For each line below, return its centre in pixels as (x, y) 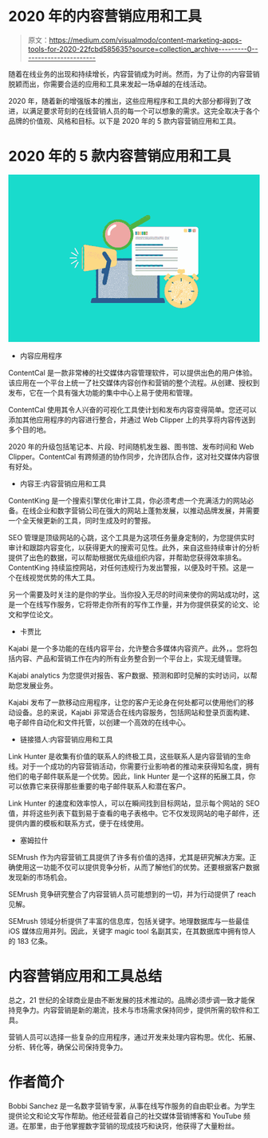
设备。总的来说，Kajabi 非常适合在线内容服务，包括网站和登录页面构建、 (134, 712)
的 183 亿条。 (30, 941)
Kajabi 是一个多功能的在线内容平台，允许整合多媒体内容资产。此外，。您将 (130, 648)
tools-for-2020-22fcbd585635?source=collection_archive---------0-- (143, 49)
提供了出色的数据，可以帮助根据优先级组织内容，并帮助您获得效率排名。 (127, 557)
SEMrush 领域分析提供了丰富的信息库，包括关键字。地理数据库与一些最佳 (129, 921)
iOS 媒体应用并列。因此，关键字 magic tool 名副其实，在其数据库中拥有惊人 (132, 931)
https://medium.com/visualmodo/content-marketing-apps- (146, 40)
